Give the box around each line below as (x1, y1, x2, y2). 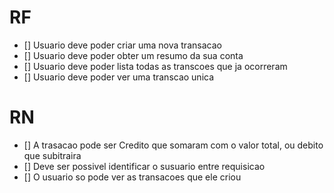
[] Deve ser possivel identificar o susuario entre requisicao (23, 160, 266, 172)
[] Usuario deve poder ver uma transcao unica (23, 71, 215, 83)
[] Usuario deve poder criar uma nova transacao (23, 39, 222, 51)
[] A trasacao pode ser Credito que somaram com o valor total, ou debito (23, 139, 324, 151)
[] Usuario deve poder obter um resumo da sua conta (23, 49, 244, 61)
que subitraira (23, 149, 82, 161)
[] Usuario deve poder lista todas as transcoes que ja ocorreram (23, 60, 288, 72)
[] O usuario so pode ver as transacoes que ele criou (23, 171, 242, 183)
